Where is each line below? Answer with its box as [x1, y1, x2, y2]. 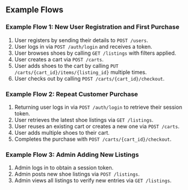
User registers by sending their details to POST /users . [14, 36, 148, 44]
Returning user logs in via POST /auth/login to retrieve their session [14, 103, 183, 111]
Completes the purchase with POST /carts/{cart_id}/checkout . [14, 135, 172, 142]
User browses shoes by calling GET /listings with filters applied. [14, 49, 177, 57]
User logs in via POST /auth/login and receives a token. [14, 43, 152, 50]
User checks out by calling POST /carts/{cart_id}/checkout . [14, 75, 165, 82]
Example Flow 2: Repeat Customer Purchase [5, 90, 139, 98]
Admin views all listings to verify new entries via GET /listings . [14, 177, 172, 184]
